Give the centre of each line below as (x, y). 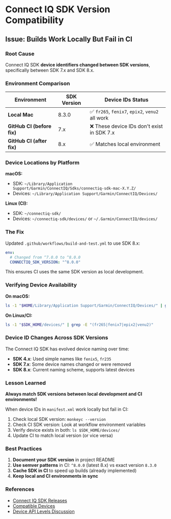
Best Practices (24, 449)
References (20, 489)
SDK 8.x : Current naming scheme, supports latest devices (74, 369)
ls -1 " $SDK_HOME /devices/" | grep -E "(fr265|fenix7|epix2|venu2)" (79, 325)
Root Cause (20, 54)
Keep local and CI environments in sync (55, 476)
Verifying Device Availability (41, 285)
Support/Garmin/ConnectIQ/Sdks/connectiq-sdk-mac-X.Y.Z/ (74, 188)
